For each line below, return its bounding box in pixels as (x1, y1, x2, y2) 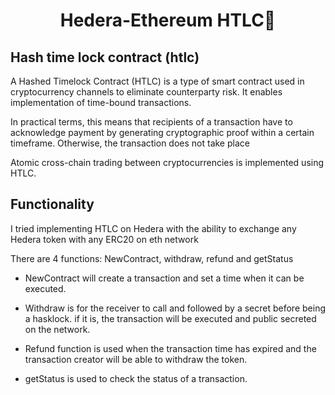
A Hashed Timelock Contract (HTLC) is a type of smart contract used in (10, 75, 305, 87)
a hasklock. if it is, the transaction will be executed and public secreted (24, 312, 317, 324)
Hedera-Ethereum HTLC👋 (59, 9, 277, 32)
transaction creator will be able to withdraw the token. (24, 353, 248, 365)
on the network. (24, 323, 91, 335)
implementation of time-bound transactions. (10, 97, 192, 108)
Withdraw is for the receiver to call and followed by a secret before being (24, 302, 326, 314)
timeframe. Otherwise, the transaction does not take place (10, 137, 250, 149)
